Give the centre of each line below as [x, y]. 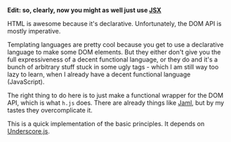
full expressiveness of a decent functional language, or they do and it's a [113, 59]
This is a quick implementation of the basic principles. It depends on [106, 124]
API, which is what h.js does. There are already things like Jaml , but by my [116, 103]
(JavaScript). [26, 82]
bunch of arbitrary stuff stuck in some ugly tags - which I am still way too [113, 67]
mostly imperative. [34, 31]
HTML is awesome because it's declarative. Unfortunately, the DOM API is [114, 23]
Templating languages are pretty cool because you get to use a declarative [115, 44]
